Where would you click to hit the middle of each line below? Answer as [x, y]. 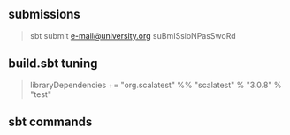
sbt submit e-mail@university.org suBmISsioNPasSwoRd [133, 35]
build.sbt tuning [53, 64]
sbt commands [50, 122]
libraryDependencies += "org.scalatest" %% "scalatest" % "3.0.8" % [156, 85]
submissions [44, 15]
